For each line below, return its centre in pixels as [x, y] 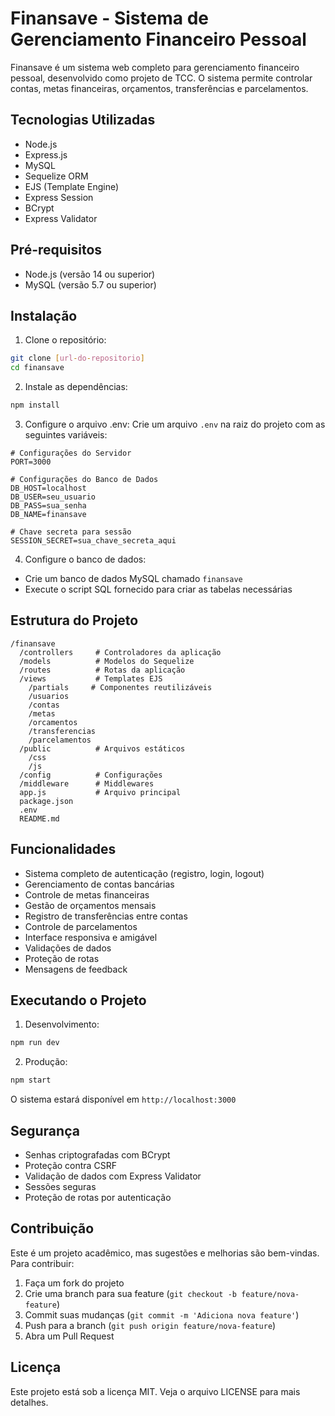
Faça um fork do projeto [74, 1283]
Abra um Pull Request [69, 1336]
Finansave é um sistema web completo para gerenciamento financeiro [155, 67]
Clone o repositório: [65, 340]
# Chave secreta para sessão [71, 532]
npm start [31, 1080]
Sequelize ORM [56, 176]
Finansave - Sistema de [109, 18]
